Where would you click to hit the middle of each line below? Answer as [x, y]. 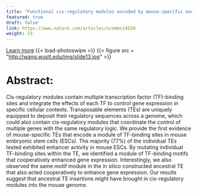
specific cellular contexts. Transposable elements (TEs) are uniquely [89, 109]
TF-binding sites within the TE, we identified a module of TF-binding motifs [97, 154]
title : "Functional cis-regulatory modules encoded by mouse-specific [95, 12]
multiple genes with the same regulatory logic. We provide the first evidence [99, 128]
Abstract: [30, 81]
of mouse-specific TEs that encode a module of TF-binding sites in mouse [96, 135]
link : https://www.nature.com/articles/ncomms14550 [71, 28]
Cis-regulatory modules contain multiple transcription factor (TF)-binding [95, 97]
